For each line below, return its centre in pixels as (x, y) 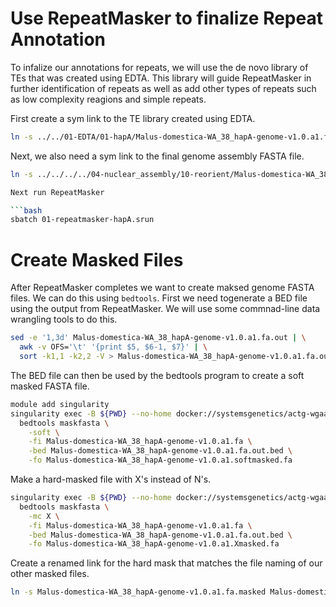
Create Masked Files (97, 259)
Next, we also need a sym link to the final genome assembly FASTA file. (157, 156)
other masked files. (50, 574)
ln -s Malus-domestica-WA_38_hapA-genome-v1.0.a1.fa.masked (138, 592)
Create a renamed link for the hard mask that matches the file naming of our (166, 563)
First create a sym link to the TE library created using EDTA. (133, 118)
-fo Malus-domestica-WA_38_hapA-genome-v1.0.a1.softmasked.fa (160, 460)
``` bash (26, 210)
